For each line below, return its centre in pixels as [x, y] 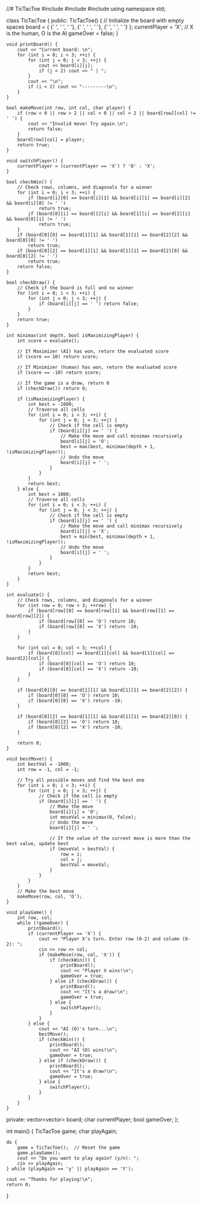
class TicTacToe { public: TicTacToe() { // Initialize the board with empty [95, 20]
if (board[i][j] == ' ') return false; [89, 304]
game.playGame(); [39, 1153]
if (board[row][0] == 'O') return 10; [87, 621]
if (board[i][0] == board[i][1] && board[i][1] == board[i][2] [109, 198]
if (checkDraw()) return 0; [52, 388]
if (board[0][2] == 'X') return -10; [75, 727]
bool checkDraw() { [31, 282]
